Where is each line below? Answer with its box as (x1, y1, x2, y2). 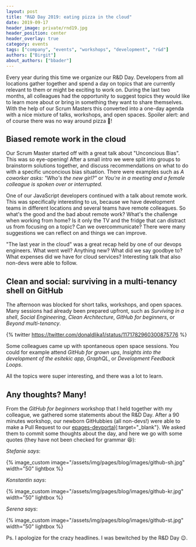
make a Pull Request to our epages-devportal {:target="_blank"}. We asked (6, 423, 186, 430)
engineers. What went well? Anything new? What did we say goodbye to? (6, 247, 183, 254)
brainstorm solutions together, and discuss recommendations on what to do (6, 162, 189, 169)
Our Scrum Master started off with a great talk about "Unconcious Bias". (6, 150, 180, 157)
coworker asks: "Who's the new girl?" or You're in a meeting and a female (6, 175, 185, 182)
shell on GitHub (6, 285, 63, 296)
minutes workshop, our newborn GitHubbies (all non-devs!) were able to (6, 417, 180, 425)
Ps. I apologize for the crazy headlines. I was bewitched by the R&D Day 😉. (6, 534, 188, 541)
